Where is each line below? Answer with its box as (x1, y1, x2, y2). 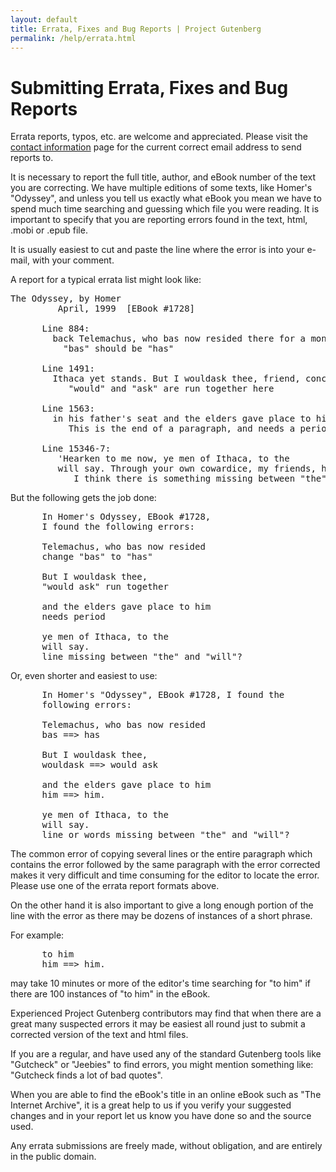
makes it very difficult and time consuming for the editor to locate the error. (10, 869, 320, 881)
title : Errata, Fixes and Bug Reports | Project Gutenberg (10, 24, 262, 34)
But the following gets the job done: (10, 492, 157, 504)
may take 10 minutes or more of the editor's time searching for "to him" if (10, 977, 311, 990)
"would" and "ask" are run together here (68, 383, 275, 395)
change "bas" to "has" (41, 551, 153, 563)
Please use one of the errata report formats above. (10, 880, 220, 892)
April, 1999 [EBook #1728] (57, 303, 196, 315)
